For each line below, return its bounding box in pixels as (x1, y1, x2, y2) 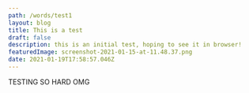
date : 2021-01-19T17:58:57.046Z (8, 56, 115, 64)
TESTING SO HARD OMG (8, 76, 90, 87)
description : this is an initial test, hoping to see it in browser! (8, 41, 243, 49)
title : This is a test (8, 26, 83, 34)
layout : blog (8, 19, 51, 27)
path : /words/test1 (8, 11, 73, 20)
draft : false (8, 33, 51, 42)
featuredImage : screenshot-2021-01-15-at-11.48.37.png (8, 48, 193, 56)
